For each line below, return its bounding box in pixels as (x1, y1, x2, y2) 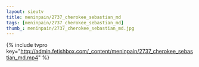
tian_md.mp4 (6, 54, 39, 61)
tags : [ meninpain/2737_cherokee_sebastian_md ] (6, 20, 124, 25)
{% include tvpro (6, 42, 48, 49)
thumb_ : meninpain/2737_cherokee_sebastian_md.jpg (6, 25, 135, 31)
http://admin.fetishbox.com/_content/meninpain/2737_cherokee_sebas (20, 48, 194, 55)
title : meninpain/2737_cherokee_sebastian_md (6, 14, 121, 20)
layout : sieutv (6, 8, 44, 15)
